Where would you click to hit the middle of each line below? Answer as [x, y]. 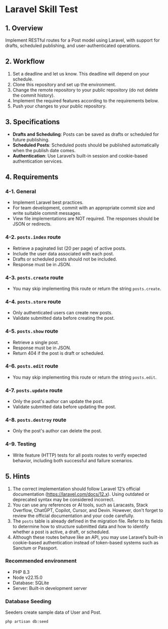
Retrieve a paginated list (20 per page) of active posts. [69, 248]
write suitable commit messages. [47, 213]
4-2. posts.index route [33, 237]
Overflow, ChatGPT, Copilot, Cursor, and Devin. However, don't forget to [88, 510]
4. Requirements [32, 177]
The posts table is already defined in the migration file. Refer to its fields [88, 521]
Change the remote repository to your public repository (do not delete [85, 90]
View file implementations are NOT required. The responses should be [86, 218]
